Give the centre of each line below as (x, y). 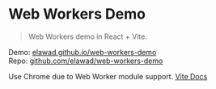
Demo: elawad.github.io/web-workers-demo (83, 52)
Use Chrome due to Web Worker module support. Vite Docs (108, 76)
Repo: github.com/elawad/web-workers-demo (86, 61)
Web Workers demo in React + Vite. (87, 36)
